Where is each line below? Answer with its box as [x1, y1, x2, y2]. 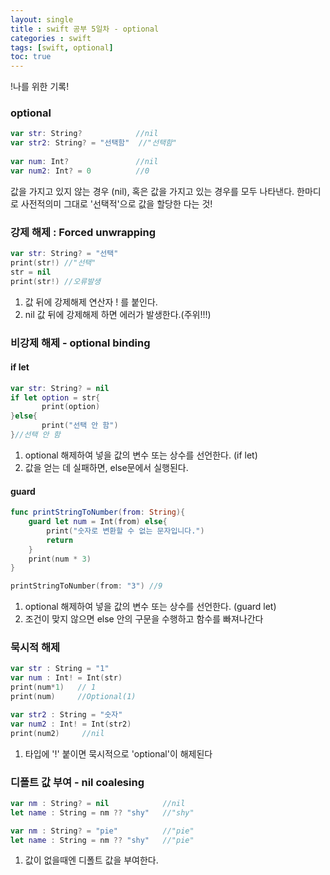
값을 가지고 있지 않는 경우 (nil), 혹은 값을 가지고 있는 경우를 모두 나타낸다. [10, 185, 295, 197]
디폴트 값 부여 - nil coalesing [10, 775, 145, 789]
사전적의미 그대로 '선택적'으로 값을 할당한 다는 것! [20, 197, 213, 210]
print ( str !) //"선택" [10, 257, 97, 268]
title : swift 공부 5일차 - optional [10, 24, 160, 34]
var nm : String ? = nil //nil [10, 798, 186, 808]
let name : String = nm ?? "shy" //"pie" [10, 835, 195, 845]
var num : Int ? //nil [10, 157, 159, 167]
